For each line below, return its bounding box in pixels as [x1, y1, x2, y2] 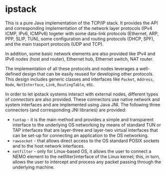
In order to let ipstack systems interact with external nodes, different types [5, 91, 159, 97]
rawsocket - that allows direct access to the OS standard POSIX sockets [12, 138, 160, 144]
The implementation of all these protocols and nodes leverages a [5, 66, 139, 72]
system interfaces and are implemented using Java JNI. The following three [5, 101, 161, 107]
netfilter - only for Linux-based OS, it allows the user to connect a [12, 148, 152, 154]
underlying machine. [12, 164, 55, 170]
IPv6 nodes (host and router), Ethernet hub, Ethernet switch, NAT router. [5, 56, 154, 62]
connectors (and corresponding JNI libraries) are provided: [5, 107, 127, 113]
